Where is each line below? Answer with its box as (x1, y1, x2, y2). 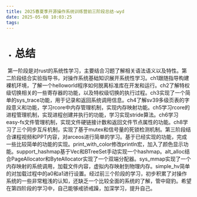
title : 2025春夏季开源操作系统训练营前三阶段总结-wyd (6, 8, 125, 15)
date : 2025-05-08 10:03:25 (6, 14, 72, 20)
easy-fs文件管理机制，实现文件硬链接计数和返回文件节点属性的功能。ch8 (6, 119, 183, 126)
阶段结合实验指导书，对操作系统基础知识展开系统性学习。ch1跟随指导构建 (11, 75, 189, 82)
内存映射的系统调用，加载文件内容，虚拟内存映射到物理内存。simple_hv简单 (6, 163, 190, 170)
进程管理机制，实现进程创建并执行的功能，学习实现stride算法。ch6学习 (6, 111, 179, 118)
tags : (6, 19, 19, 25)
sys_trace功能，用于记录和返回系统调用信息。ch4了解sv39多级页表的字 (16, 96, 190, 103)
